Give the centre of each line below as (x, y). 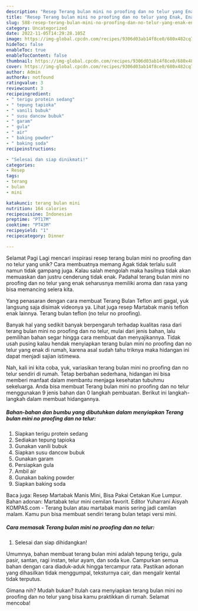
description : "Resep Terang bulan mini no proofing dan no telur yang (95, 12)
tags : (13, 176)
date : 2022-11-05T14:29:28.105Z (46, 34)
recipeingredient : (29, 94)
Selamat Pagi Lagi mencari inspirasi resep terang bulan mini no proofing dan (99, 258)
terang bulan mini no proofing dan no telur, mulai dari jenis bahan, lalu (91, 331)
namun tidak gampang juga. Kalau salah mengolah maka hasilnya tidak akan (98, 270)
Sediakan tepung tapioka (45, 440)
